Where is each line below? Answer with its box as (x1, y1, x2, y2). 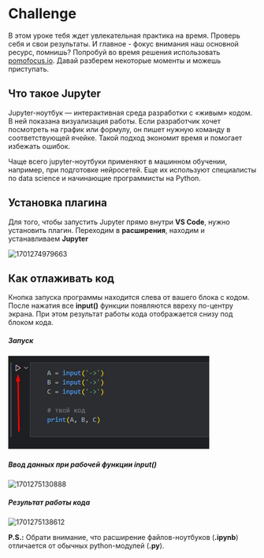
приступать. (8, 64, 50, 73)
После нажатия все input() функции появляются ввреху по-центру (8, 301, 234, 311)
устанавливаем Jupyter (8, 234, 89, 243)
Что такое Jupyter (8, 87, 101, 101)
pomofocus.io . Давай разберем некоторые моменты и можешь (8, 56, 221, 65)
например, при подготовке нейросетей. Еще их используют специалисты (8, 164, 257, 174)
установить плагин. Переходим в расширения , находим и (8, 225, 205, 235)
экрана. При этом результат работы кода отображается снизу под (8, 309, 233, 319)
